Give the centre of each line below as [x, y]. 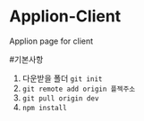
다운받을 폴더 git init [62, 78]
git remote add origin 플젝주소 [79, 89]
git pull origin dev [60, 98]
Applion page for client [51, 41]
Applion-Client [65, 16]
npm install [44, 108]
